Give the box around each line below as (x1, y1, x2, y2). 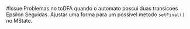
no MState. (6, 17, 33, 24)
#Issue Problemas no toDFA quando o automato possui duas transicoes (6, 5, 178, 12)
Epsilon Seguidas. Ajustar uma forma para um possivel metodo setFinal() (6, 11, 185, 18)
